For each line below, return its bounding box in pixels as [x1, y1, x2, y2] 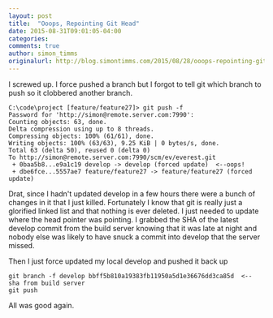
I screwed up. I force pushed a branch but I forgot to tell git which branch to [8, 79, 262, 89]
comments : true [8, 42, 60, 50]
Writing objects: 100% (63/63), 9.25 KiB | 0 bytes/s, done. [8, 139, 220, 147]
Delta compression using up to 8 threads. [8, 125, 154, 133]
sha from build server [8, 279, 85, 287]
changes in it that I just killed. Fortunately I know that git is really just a [8, 197, 243, 207]
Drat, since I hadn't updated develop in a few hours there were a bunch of [8, 188, 256, 199]
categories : [8, 34, 49, 43]
